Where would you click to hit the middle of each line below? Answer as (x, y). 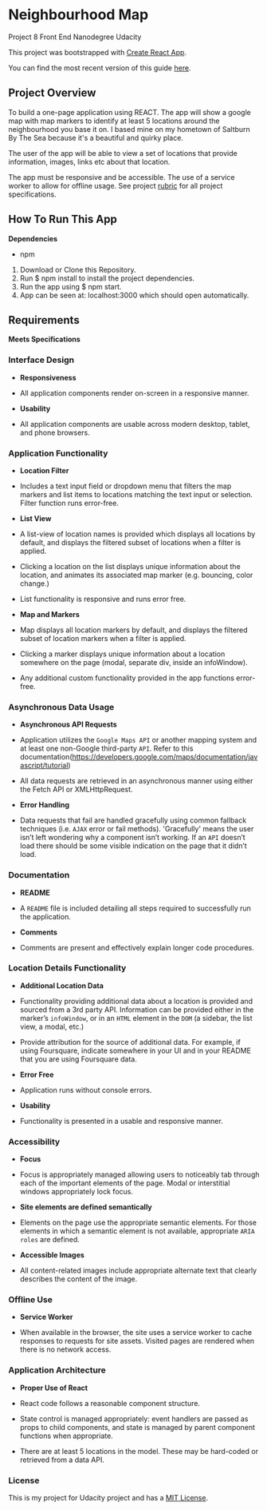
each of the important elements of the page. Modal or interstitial (125, 1183)
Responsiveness (48, 377)
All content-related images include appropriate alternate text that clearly (138, 1271)
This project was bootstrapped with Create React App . (98, 52)
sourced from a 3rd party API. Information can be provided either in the (137, 1010)
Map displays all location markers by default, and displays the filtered (134, 630)
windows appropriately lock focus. (77, 1192)
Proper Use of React (54, 1388)
